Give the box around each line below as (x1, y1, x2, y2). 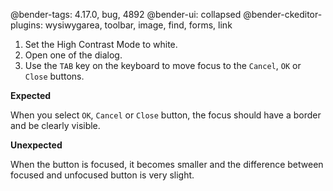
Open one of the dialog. (24, 49, 123, 61)
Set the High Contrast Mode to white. (24, 39, 178, 50)
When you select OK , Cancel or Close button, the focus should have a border (10, 109, 322, 121)
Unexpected (10, 139, 63, 151)
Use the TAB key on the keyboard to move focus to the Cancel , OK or (24, 60, 302, 71)
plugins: (10, 19, 43, 31)
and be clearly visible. (10, 120, 101, 131)
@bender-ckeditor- (243, 9, 323, 20)
